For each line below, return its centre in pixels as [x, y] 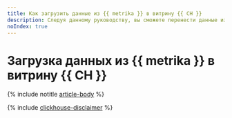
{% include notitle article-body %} [56, 95]
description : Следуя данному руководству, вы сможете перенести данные [112, 20]
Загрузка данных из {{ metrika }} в [111, 60]
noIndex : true [28, 26]
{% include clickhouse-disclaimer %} [60, 108]
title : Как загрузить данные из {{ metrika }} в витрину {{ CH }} [105, 13]
